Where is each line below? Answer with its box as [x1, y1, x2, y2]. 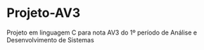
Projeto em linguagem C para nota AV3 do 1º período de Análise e [6, 28, 198, 37]
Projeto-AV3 [6, 5, 81, 21]
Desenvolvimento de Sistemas [6, 35, 94, 44]
